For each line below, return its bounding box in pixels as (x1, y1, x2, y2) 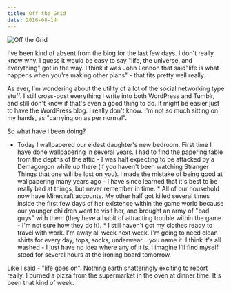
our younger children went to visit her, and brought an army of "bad (17, 206, 210, 215)
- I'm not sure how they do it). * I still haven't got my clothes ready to (17, 221, 213, 229)
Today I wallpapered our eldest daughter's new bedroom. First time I (17, 140, 212, 148)
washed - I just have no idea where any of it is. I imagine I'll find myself (17, 243, 219, 251)
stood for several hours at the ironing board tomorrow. (17, 250, 172, 259)
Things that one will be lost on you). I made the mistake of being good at (17, 170, 223, 178)
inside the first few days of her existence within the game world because (17, 199, 224, 207)
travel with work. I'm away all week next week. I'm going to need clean (17, 228, 219, 237)
